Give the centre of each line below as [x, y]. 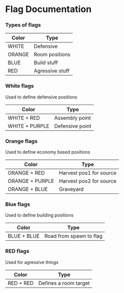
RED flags [17, 251]
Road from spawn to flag [74, 236]
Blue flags [18, 204]
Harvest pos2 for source [88, 181]
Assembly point [73, 118]
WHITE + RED [24, 118]
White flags [20, 86]
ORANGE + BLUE [28, 189]
